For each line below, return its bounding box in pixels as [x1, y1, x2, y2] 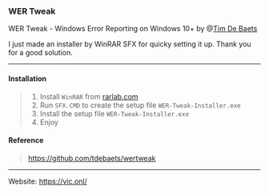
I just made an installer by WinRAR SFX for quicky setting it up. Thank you [8, 39, 251, 49]
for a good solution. [8, 48, 74, 58]
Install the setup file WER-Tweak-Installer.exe [39, 108, 190, 118]
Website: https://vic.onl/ [8, 176, 88, 186]
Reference [8, 135, 44, 145]
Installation [8, 74, 46, 83]
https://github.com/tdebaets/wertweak [27, 153, 156, 163]
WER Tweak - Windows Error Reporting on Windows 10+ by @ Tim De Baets [8, 24, 258, 34]
